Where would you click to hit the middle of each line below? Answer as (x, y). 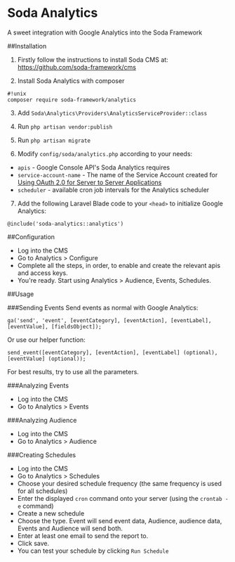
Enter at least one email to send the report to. (83, 535)
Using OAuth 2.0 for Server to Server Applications (89, 182)
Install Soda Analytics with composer (71, 81)
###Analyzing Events (38, 385)
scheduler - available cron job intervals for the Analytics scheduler (113, 190)
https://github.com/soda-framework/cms (77, 67)
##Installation (27, 46)
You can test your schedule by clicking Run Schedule (93, 551)
